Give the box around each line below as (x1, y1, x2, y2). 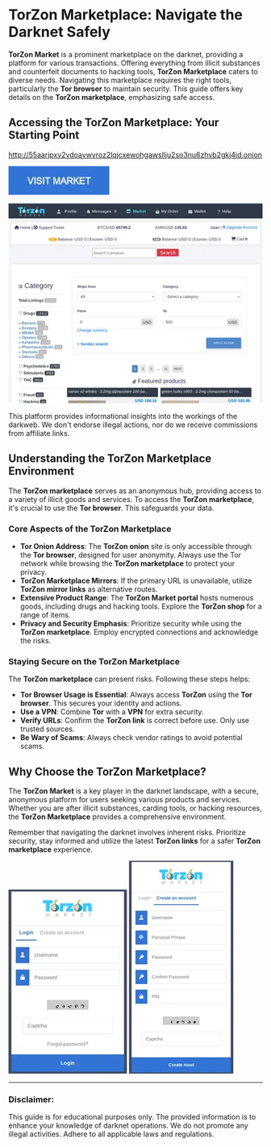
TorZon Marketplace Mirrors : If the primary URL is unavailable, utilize (19, 576, 252, 585)
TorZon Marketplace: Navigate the (8, 6, 244, 24)
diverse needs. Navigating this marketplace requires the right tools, (8, 75, 232, 85)
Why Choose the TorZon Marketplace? (8, 764, 207, 778)
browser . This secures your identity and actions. (19, 698, 182, 708)
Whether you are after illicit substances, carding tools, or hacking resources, (8, 803, 262, 813)
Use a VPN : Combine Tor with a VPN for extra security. (19, 707, 204, 717)
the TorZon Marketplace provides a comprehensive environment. (8, 812, 227, 822)
